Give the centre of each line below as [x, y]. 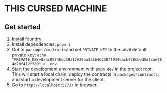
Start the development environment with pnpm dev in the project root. [82, 69]
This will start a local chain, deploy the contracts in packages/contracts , [85, 74]
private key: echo [29, 55]
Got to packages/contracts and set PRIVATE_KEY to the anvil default [79, 50]
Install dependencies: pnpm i [41, 44]
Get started [23, 27]
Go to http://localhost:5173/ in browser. [55, 85]
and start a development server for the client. [58, 80]
